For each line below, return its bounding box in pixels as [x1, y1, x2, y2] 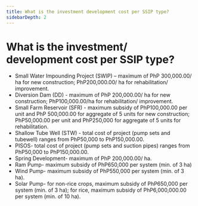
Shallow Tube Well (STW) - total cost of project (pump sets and [14, 130, 171, 137]
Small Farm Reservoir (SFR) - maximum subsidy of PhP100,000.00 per [14, 104, 188, 111]
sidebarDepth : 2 [6, 14, 47, 20]
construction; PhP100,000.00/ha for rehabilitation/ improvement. [14, 98, 174, 105]
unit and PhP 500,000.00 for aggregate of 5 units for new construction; [14, 110, 190, 118]
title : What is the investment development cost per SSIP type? [6, 8, 169, 15]
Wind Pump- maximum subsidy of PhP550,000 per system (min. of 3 [14, 168, 184, 175]
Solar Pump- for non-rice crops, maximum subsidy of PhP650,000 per [14, 180, 188, 187]
